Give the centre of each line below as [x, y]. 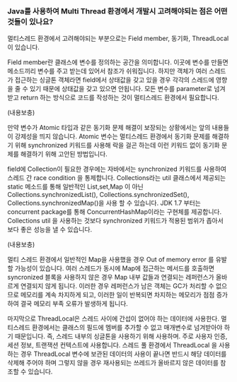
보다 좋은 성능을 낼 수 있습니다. [50, 229]
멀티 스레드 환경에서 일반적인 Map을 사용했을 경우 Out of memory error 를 [111, 260]
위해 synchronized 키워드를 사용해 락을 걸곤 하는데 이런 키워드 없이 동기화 [117, 145]
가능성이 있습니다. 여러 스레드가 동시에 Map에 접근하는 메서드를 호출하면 [114, 268]
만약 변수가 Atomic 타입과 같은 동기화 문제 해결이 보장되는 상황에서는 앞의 [109, 128]
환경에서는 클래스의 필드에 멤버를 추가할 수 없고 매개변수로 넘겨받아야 [127, 328]
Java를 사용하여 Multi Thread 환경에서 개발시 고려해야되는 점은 [110, 11]
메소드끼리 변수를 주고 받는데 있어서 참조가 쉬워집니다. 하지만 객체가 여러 [107, 71]
